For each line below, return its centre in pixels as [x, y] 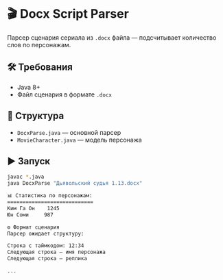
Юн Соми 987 [30, 215]
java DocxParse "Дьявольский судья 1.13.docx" [75, 183]
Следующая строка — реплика [47, 259]
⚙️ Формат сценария [33, 227]
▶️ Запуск [29, 161]
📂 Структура [36, 116]
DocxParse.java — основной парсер [69, 132]
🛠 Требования [40, 67]
